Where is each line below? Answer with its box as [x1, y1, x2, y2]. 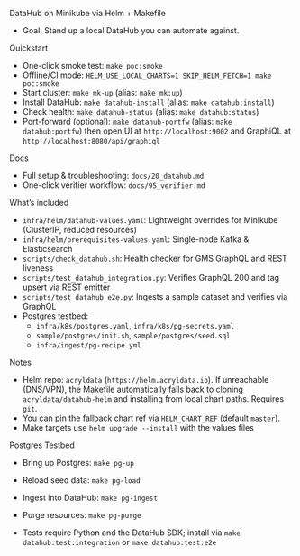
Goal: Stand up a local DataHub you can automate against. [22, 25, 240, 35]
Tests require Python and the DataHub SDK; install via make [22, 527, 241, 538]
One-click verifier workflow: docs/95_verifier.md [22, 180, 205, 190]
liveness [22, 263, 54, 273]
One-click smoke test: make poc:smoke [22, 60, 164, 70]
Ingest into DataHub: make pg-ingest [22, 492, 158, 503]
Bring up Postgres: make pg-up [22, 458, 135, 468]
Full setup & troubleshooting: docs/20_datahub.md [22, 171, 205, 181]
